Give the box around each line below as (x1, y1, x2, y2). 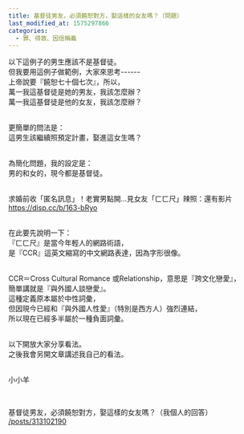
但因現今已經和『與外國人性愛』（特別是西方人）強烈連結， (8, 304, 202, 314)
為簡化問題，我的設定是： (8, 158, 93, 168)
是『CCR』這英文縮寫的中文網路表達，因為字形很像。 (8, 248, 185, 258)
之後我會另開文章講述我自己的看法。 (8, 350, 128, 359)
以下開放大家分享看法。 (8, 339, 86, 349)
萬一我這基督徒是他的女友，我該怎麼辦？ (8, 97, 142, 107)
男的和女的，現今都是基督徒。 (8, 168, 107, 178)
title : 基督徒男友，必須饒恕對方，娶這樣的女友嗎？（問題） (8, 11, 183, 20)
